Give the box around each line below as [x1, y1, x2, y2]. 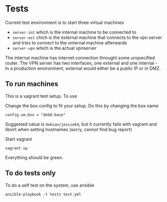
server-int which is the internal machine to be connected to [12, 29, 137, 35]
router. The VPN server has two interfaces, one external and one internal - [5, 60, 158, 66]
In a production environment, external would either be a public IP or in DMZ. [5, 65, 161, 71]
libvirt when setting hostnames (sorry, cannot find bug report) [5, 126, 132, 132]
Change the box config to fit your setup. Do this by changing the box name [5, 103, 159, 109]
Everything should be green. [5, 154, 63, 160]
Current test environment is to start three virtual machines [5, 19, 124, 25]
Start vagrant [5, 136, 32, 142]
